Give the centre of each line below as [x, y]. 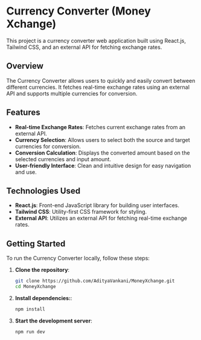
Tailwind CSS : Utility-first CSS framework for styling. [81, 212]
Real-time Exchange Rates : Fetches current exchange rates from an [100, 127]
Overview [25, 66]
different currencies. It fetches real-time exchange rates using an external [98, 87]
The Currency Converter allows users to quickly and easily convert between [101, 80]
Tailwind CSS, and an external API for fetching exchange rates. [84, 47]
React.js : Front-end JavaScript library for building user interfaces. [97, 205]
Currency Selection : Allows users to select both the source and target [102, 140]
